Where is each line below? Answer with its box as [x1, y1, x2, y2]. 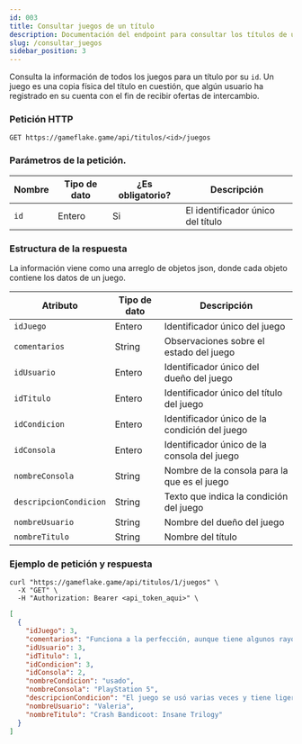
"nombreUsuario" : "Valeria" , [25, 702, 135, 711]
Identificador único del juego [164, 321, 286, 333]
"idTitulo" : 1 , [25, 651, 83, 660]
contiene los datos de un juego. [9, 272, 126, 284]
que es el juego [164, 476, 229, 488]
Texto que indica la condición [164, 490, 289, 503]
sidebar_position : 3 [9, 47, 87, 56]
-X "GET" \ [17, 586, 58, 595]
